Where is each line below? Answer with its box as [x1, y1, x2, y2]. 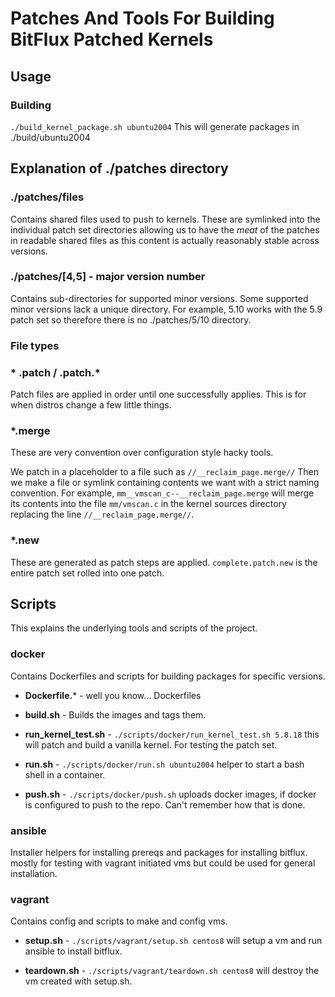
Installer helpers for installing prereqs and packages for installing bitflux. [10, 847, 308, 859]
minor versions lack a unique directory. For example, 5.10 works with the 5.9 [10, 303, 323, 315]
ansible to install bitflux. [24, 945, 123, 957]
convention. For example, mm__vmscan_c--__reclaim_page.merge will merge [10, 487, 315, 499]
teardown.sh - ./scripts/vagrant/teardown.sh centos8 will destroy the [24, 965, 320, 977]
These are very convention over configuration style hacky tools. [10, 447, 274, 459]
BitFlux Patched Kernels [10, 28, 214, 51]
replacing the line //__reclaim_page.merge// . [10, 508, 195, 521]
